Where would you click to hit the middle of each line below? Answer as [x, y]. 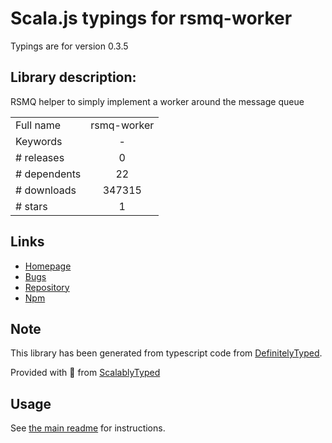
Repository [47, 287]
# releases [40, 157]
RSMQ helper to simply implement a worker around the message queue [157, 101]
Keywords [39, 141]
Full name [38, 125]
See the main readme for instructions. [88, 428]
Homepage [48, 266]
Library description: [73, 77]
